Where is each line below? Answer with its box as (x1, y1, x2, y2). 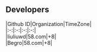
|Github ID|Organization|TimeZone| (5, 20, 92, 27)
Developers (5, 5, 49, 15)
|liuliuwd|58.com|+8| (5, 32, 57, 40)
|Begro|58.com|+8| (5, 39, 53, 46)
